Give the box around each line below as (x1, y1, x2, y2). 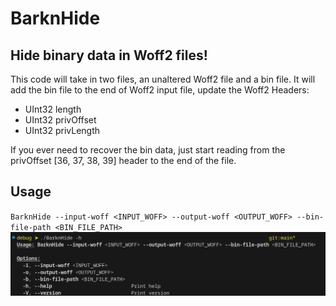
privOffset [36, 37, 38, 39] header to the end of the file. (10, 155, 237, 166)
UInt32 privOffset (24, 114, 97, 126)
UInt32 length (24, 103, 82, 115)
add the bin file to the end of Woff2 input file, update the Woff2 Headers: (10, 84, 310, 96)
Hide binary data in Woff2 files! (10, 47, 208, 64)
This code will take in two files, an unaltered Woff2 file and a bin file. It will (10, 73, 316, 85)
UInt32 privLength (24, 125, 101, 136)
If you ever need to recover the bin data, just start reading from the (10, 144, 286, 156)
